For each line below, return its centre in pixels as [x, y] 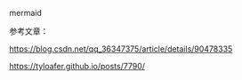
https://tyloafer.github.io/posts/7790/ [77, 66]
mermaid [26, 13]
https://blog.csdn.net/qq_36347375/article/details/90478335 [121, 49]
